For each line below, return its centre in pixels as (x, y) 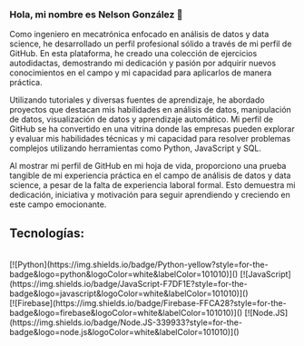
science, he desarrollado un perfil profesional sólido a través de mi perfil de (151, 44)
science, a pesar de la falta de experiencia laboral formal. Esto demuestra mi (152, 185)
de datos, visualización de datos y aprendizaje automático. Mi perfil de (142, 119)
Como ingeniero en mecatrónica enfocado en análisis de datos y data (139, 35)
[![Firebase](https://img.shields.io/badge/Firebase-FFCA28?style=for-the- (148, 303)
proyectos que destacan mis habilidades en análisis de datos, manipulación (151, 110)
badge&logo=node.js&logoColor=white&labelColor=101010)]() (124, 332)
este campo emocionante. (58, 204)
